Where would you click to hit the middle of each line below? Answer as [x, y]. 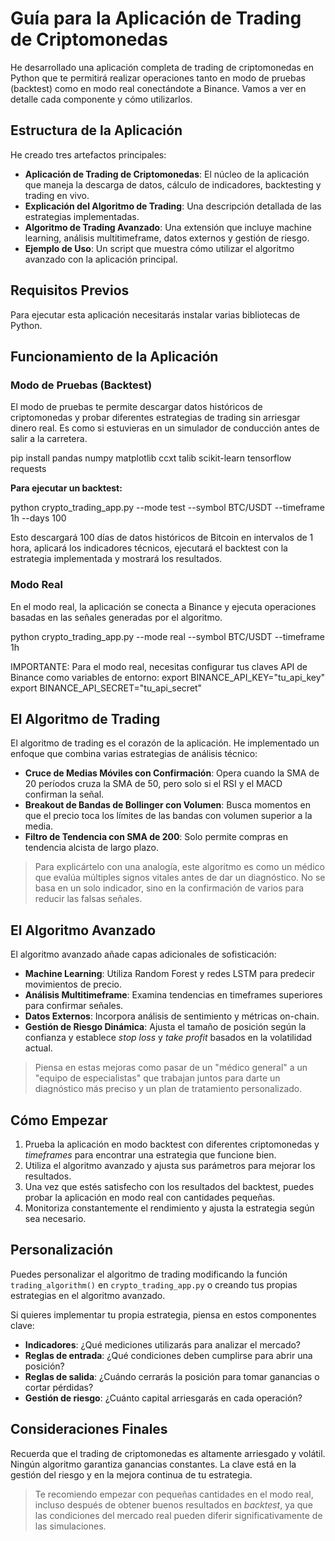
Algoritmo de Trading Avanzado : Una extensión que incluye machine [168, 227]
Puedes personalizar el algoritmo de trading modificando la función [149, 1274]
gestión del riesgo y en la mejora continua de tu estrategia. [131, 1474]
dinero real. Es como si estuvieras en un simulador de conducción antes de [165, 428]
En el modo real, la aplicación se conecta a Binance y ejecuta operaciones [163, 606]
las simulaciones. [70, 1526]
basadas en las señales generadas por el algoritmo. [116, 617]
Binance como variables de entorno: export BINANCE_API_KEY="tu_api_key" [168, 677]
